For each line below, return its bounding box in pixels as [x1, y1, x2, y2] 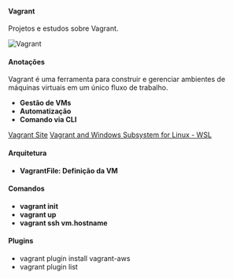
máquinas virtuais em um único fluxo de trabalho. [8, 83, 168, 92]
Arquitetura [8, 148, 47, 158]
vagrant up [19, 210, 57, 219]
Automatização [19, 106, 72, 116]
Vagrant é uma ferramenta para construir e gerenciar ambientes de [8, 75, 226, 84]
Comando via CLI [19, 115, 77, 125]
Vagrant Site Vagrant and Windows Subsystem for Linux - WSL [8, 130, 213, 139]
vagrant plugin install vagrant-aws [19, 254, 131, 263]
